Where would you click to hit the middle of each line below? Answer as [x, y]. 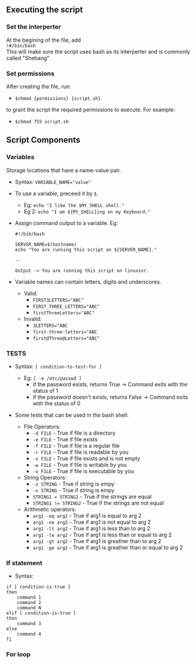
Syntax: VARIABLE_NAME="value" [53, 181]
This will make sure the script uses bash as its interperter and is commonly [98, 51]
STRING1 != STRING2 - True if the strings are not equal [98, 503]
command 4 [29, 634]
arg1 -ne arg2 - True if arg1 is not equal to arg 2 [92, 522]
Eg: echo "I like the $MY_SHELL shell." [74, 205]
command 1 [29, 598]
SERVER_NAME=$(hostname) [46, 244]
